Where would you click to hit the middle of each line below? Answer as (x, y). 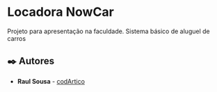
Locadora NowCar (61, 12)
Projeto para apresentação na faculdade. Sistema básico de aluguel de (108, 31)
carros (17, 38)
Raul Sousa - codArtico (51, 81)
